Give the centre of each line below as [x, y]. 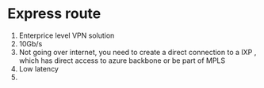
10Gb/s [31, 43]
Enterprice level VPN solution [67, 35]
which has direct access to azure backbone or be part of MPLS [122, 60]
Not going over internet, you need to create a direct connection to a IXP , [138, 52]
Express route [54, 14]
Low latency [38, 68]
